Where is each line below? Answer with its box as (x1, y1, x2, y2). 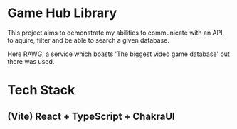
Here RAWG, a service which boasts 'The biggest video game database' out (7, 50, 230, 58)
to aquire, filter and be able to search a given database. (7, 35, 169, 44)
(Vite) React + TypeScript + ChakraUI (7, 110, 176, 122)
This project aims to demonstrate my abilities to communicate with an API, (7, 28, 225, 37)
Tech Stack (7, 82, 75, 99)
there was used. (7, 57, 55, 65)
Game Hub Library (7, 5, 117, 21)
